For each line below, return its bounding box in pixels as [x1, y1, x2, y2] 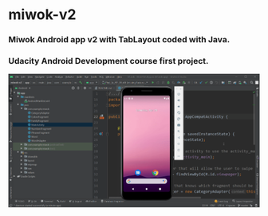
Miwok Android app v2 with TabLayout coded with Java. [8, 34, 231, 45]
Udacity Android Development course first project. [8, 56, 209, 67]
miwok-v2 [8, 6, 77, 24]
